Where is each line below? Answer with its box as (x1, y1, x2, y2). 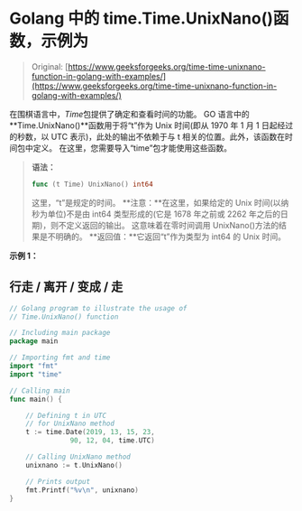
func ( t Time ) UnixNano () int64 (31, 180, 153, 189)
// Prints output (25, 477, 91, 486)
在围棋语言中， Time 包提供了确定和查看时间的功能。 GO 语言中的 (9, 108, 250, 119)
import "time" (9, 369, 63, 379)
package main (9, 337, 59, 346)
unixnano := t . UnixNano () (25, 460, 124, 469)
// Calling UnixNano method (25, 452, 131, 461)
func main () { (9, 395, 63, 404)
